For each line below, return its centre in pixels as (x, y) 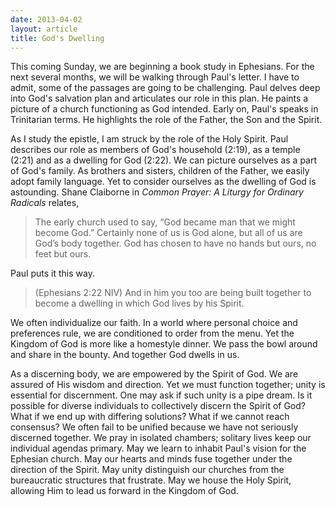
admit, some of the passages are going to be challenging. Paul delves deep (165, 88)
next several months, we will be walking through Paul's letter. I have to (155, 77)
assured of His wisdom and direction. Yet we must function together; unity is (168, 385)
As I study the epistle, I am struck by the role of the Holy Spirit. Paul (149, 139)
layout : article (44, 29)
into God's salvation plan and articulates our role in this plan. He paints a (159, 98)
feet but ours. (63, 254)
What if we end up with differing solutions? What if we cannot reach (150, 417)
